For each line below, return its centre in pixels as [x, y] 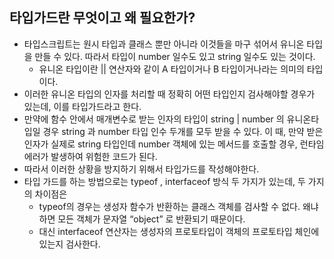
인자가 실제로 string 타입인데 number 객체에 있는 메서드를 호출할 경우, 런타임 [174, 144]
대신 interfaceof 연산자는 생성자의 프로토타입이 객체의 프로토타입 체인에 [179, 231]
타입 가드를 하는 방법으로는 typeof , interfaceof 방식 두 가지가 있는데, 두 [164, 181]
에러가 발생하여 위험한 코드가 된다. [90, 156]
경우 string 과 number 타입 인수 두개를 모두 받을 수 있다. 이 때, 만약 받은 [183, 131]
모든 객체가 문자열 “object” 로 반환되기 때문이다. [151, 219]
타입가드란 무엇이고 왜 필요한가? [102, 18]
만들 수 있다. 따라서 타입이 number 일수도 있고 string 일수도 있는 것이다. [175, 56]
